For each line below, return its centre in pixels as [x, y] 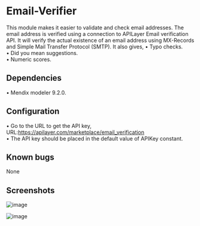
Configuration [33, 112]
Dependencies [34, 78]
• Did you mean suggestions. [42, 53]
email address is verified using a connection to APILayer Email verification [97, 33]
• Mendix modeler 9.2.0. [36, 92]
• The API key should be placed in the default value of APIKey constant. [95, 138]
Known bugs [31, 157]
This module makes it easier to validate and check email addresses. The [95, 28]
